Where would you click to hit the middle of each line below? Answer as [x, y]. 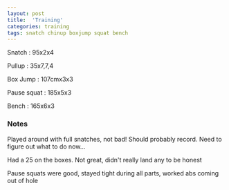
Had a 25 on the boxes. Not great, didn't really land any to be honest [104, 160]
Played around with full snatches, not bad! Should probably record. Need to [115, 139]
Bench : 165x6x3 [31, 106]
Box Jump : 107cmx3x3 [40, 79]
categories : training [38, 26]
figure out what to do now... [46, 146]
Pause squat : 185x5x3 [39, 93]
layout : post [26, 13]
